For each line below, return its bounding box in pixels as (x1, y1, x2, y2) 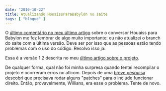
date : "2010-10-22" (5, 7, 46, 12)
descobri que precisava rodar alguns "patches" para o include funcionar (5, 75, 154, 81)
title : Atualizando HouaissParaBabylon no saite (5, 12, 108, 17)
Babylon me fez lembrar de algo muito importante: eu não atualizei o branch (5, 35, 161, 41)
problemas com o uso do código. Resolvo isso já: (5, 45, 106, 52)
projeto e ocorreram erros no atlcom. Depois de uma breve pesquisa (5, 70, 146, 76)
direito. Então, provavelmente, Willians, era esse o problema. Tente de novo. (5, 80, 161, 86)
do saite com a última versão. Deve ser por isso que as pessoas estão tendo (5, 40, 162, 46)
